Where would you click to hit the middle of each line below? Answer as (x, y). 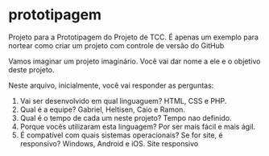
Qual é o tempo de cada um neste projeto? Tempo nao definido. (126, 117)
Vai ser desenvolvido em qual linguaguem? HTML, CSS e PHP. (123, 101)
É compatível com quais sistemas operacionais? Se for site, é (121, 135)
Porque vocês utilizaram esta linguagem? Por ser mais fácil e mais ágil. (138, 126)
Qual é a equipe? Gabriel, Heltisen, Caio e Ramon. (102, 109)
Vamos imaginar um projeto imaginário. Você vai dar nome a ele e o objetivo (134, 61)
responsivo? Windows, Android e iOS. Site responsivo (109, 143)
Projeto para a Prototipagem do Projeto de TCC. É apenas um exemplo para (134, 37)
